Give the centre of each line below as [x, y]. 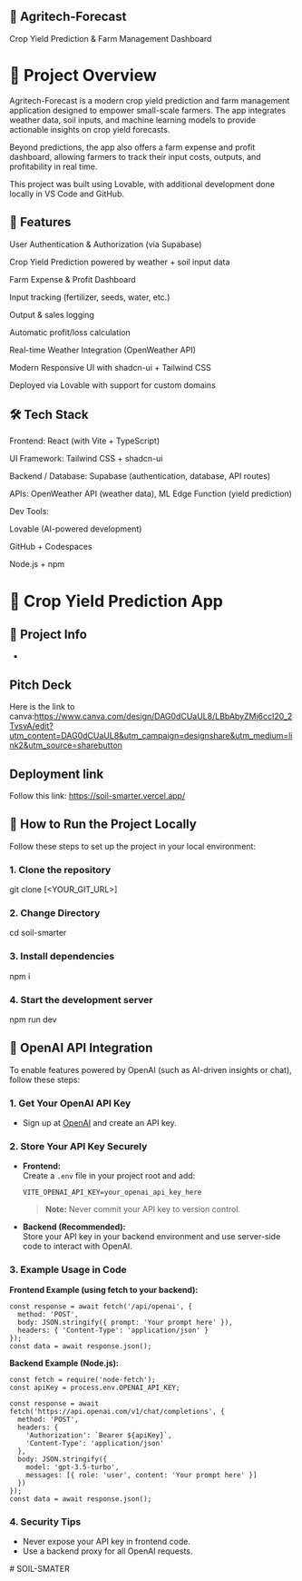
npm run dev [33, 1019]
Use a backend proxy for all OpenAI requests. [107, 1551]
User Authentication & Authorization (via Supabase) [106, 244]
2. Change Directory [55, 913]
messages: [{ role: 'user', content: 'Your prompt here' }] [141, 1475]
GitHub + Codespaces [51, 547]
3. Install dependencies [62, 957]
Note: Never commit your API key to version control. [143, 1209]
